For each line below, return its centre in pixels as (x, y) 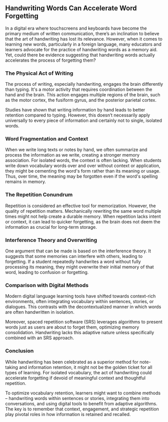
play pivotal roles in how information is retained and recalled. (68, 414)
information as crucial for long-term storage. (51, 227)
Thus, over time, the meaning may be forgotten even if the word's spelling (81, 176)
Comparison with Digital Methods (47, 285)
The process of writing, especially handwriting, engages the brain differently (84, 84)
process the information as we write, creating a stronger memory (72, 155)
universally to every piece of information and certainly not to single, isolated (83, 120)
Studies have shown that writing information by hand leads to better (75, 110)
